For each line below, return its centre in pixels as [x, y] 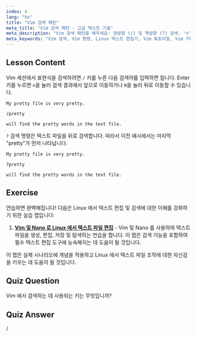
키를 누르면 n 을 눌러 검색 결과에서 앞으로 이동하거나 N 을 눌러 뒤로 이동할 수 [91, 85]
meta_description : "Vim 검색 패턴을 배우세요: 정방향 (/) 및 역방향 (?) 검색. [94, 34]
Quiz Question [33, 281]
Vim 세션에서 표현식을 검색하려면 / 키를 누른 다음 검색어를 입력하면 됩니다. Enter [98, 78]
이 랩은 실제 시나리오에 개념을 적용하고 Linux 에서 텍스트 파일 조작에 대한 [89, 255]
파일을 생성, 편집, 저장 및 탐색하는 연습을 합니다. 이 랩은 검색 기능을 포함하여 [101, 235]
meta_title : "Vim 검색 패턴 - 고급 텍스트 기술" [60, 28]
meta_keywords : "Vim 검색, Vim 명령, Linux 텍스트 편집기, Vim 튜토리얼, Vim [95, 39]
